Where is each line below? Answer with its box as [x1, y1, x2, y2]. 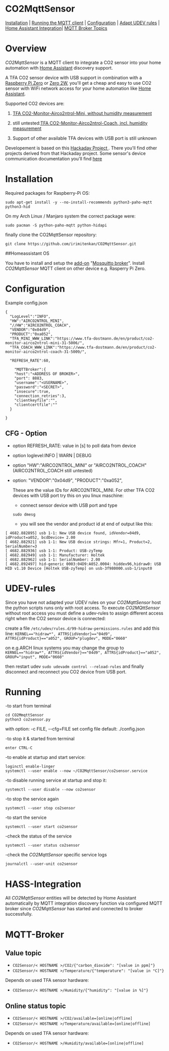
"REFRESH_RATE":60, [10, 358, 51, 363]
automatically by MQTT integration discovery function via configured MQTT [5, 900, 163, 906]
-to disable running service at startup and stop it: [5, 778, 107, 784]
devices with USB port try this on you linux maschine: [12, 492, 124, 499]
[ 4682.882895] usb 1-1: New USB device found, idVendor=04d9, [5, 530, 141, 535]
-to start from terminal [5, 703, 51, 709]
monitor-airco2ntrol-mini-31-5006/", [5, 340, 85, 346]
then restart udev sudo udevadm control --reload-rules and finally [5, 663, 144, 669]
